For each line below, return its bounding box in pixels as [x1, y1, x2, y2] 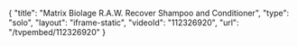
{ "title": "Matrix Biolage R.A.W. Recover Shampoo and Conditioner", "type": [8, 8, 290, 18]
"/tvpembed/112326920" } [8, 27, 106, 37]
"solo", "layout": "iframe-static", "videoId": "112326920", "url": [8, 17, 239, 28]
